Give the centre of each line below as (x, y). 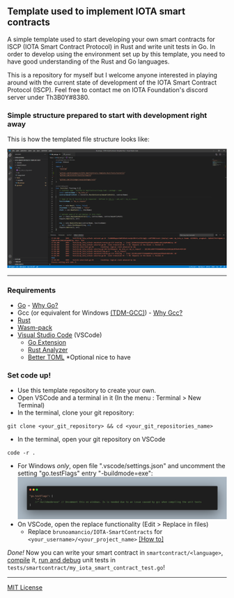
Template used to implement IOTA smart (96, 12)
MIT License (25, 587)
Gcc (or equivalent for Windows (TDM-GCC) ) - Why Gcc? (100, 313)
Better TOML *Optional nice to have (79, 357)
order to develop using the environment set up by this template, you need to (116, 54)
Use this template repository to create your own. (87, 391)
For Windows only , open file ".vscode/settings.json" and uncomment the (121, 466)
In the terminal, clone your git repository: (76, 413)
